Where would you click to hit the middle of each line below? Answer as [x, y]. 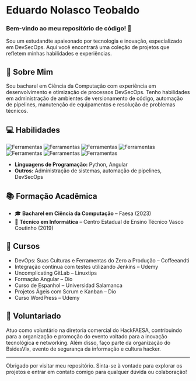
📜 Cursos [23, 246]
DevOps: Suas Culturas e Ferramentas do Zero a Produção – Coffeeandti [102, 260]
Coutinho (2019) [34, 228]
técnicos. [17, 111]
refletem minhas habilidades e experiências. [59, 54]
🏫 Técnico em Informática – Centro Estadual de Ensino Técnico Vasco [99, 221]
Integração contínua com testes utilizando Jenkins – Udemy [86, 266]
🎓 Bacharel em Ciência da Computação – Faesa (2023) [83, 213]
